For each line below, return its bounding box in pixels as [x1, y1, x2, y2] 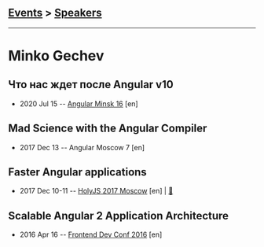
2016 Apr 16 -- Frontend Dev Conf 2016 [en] [19, 230, 163, 239]
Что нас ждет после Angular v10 [8, 78, 174, 91]
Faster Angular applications [8, 165, 147, 179]
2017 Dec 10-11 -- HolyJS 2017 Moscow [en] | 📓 [19, 186, 174, 196]
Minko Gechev [8, 47, 104, 65]
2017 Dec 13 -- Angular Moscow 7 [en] [19, 142, 145, 152]
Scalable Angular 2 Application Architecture [8, 208, 229, 223]
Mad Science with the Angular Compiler [8, 122, 207, 135]
